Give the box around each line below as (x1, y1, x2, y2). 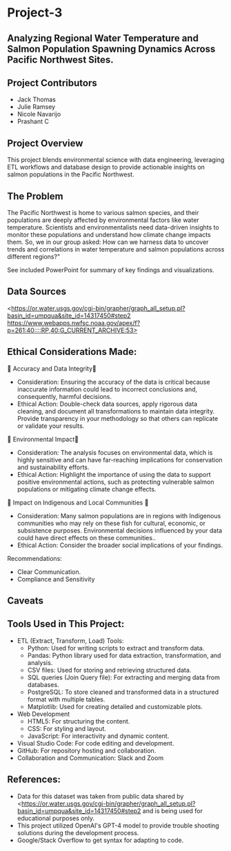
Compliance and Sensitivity (17, 575, 95, 583)
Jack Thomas (17, 95, 57, 104)
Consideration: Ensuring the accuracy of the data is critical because (17, 378, 210, 386)
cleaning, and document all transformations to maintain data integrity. (17, 407, 215, 415)
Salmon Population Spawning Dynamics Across (7, 43, 216, 54)
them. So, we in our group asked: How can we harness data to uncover (7, 238, 209, 246)
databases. (27, 680, 60, 688)
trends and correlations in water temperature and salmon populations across (7, 245, 225, 254)
